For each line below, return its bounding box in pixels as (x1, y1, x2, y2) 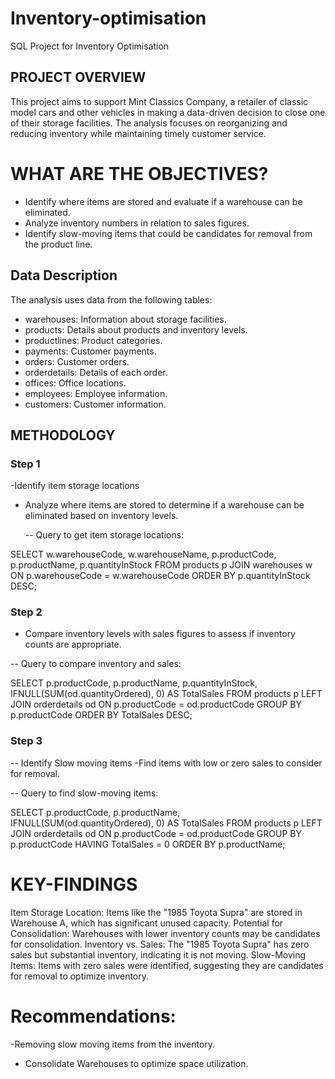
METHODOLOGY (10, 427, 116, 444)
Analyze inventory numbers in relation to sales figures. (24, 217, 250, 229)
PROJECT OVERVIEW (10, 69, 147, 86)
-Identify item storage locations (10, 480, 140, 492)
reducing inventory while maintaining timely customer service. (10, 127, 267, 139)
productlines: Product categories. (24, 334, 163, 346)
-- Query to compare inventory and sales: (10, 658, 182, 670)
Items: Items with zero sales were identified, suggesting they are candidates (10, 959, 324, 971)
